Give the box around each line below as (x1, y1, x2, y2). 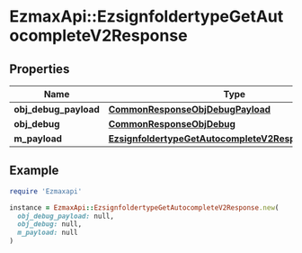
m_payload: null (17, 228, 78, 238)
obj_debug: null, (17, 220, 83, 229)
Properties (9, 61, 70, 77)
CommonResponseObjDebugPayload (108, 104, 271, 115)
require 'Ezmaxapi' (9, 186, 83, 195)
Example (9, 163, 59, 178)
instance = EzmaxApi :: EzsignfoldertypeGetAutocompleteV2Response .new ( (9, 203, 280, 212)
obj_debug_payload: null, (17, 212, 115, 221)
